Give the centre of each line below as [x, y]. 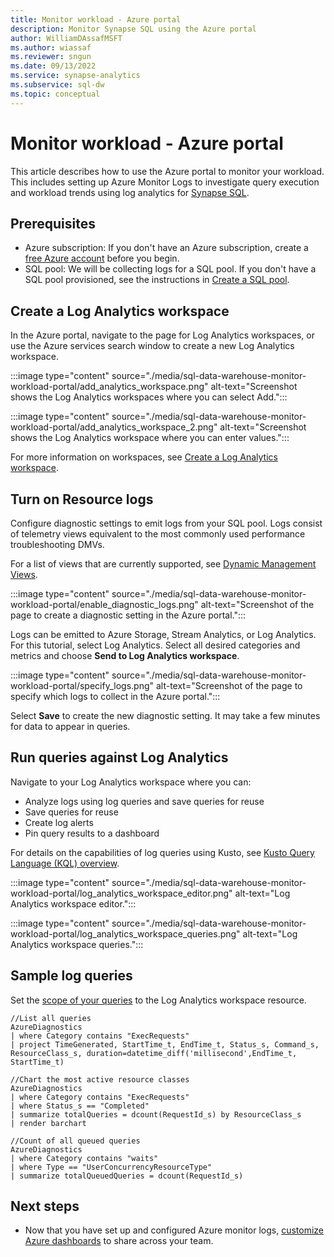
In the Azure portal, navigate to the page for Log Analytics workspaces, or [162, 335]
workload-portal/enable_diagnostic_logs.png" [104, 604]
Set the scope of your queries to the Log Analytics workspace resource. [158, 1000]
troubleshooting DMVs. [57, 544]
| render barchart [48, 1123]
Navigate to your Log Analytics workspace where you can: [131, 782]
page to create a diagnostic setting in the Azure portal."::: [128, 615]
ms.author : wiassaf [51, 47]
